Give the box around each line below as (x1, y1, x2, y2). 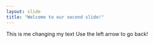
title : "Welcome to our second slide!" (6, 14, 104, 20)
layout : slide (6, 8, 41, 15)
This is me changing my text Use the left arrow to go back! (6, 30, 149, 37)
